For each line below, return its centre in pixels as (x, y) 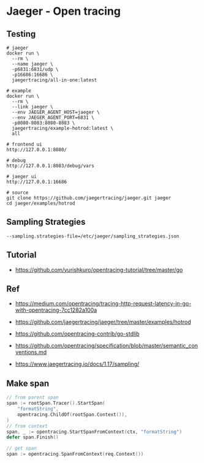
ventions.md (31, 352)
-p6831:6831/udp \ (36, 69)
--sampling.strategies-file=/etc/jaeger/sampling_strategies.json (93, 236)
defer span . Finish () (33, 437)
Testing (21, 34)
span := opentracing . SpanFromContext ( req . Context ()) (75, 454)
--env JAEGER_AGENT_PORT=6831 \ (53, 118)
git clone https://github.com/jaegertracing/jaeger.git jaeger (89, 198)
